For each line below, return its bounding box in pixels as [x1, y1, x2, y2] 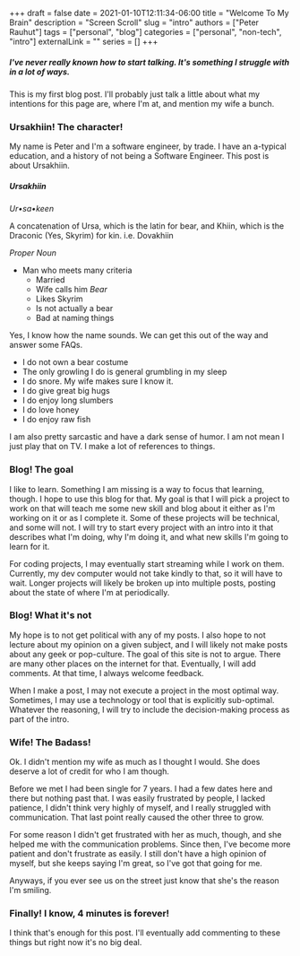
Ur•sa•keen [9, 204, 55, 214]
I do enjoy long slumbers [21, 395, 114, 406]
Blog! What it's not [9, 609, 92, 621]
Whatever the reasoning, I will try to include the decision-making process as [9, 704, 290, 715]
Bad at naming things [35, 313, 115, 324]
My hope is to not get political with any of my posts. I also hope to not [9, 630, 266, 640]
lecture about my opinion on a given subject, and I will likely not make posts [9, 639, 288, 649]
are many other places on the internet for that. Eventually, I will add [9, 658, 257, 669]
